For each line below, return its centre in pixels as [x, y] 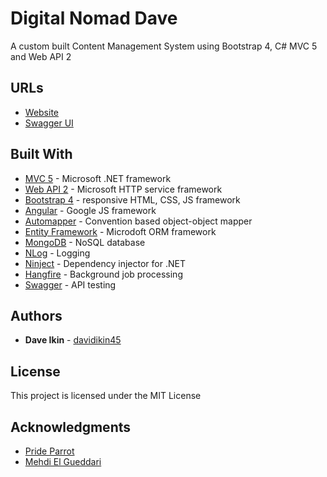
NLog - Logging [57, 253]
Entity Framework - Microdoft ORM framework [120, 231]
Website [42, 112]
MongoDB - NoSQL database [85, 242]
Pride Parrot [49, 451]
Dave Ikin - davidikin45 [73, 340]
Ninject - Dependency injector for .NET [105, 263]
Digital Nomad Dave [94, 18]
